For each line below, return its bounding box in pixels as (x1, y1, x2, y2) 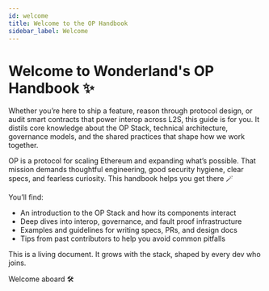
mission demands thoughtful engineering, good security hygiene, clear (8, 165, 244, 175)
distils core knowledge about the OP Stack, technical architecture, (8, 123, 229, 133)
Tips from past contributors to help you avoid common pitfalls (19, 234, 226, 243)
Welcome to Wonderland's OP (8, 61, 214, 80)
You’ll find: (8, 192, 44, 202)
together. (8, 141, 39, 150)
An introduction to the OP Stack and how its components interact (19, 208, 237, 218)
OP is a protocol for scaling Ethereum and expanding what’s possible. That (8, 156, 256, 166)
